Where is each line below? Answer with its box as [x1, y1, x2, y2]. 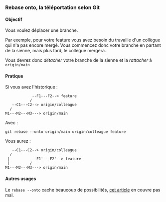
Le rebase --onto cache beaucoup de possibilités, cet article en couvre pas [5, 187, 161, 193]
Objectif [5, 16, 22, 22]
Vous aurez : [5, 138, 31, 144]
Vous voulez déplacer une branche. [5, 27, 78, 33]
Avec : [5, 120, 18, 126]
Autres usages [5, 176, 36, 182]
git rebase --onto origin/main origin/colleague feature [5, 129, 126, 134]
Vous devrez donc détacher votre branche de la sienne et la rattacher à [5, 57, 152, 63]
